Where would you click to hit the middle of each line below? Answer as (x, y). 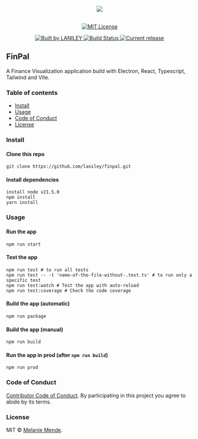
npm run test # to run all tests (47, 270)
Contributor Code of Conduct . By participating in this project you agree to (96, 395)
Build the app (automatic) (38, 304)
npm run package (26, 316)
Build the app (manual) (35, 329)
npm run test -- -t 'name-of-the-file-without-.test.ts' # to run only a (99, 275)
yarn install (22, 203)
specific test (24, 280)
